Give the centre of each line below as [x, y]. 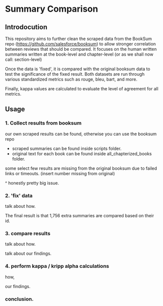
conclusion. [19, 299]
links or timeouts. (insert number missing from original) [60, 173]
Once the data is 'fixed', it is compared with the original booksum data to [78, 69]
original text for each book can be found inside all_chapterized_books [82, 153]
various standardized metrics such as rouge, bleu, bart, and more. [71, 79]
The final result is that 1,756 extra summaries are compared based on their [80, 215]
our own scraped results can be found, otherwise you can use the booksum [81, 134]
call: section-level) [24, 59]
